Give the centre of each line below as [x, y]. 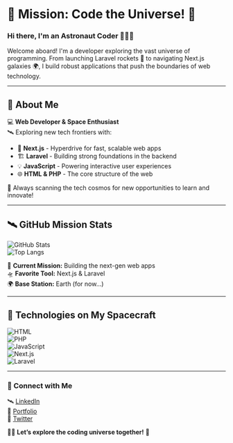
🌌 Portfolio [22, 411]
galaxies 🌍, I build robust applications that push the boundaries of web [109, 66]
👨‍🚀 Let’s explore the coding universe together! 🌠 [79, 432]
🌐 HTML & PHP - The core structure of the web [85, 174]
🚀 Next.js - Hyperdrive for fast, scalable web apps [89, 148]
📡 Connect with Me [40, 385]
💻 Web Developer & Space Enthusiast [63, 122]
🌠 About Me [33, 105]
